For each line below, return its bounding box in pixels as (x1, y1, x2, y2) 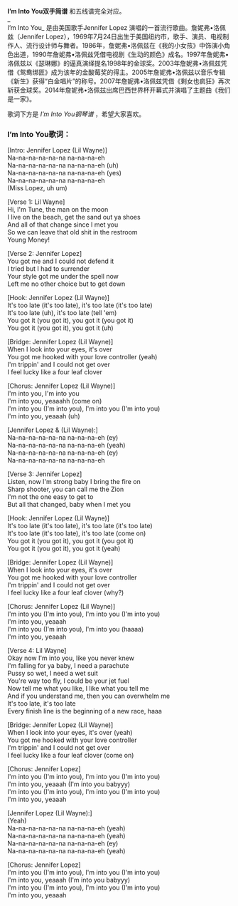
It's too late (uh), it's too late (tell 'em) (7, 309, 117, 317)
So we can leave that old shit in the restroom (7, 228, 138, 237)
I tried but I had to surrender (7, 264, 90, 273)
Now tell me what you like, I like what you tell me (7, 684, 149, 693)
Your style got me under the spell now (7, 272, 119, 281)
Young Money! (7, 235, 50, 244)
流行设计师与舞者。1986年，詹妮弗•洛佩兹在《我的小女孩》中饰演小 (26, 41, 225, 49)
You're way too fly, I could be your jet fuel (7, 676, 129, 685)
